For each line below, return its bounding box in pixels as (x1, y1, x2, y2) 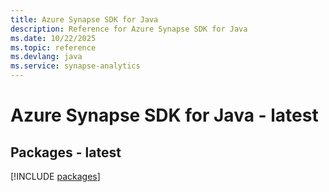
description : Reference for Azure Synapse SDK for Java (10, 24, 248, 34)
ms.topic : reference (10, 42, 97, 53)
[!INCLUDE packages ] (10, 171, 101, 182)
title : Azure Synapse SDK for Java (10, 14, 159, 25)
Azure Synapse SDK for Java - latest (10, 104, 319, 127)
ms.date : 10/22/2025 (10, 33, 97, 43)
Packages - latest (10, 144, 122, 161)
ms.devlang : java (10, 52, 83, 62)
